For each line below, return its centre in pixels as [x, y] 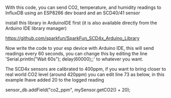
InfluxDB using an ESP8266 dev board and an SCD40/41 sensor [73, 13]
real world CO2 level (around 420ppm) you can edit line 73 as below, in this [85, 74]
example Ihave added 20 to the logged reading [55, 80]
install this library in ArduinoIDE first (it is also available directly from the [81, 23]
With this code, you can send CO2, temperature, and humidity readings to [83, 7]
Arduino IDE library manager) [36, 28]
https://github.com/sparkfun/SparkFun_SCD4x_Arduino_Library [72, 38]
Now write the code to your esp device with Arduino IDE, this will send [80, 48]
